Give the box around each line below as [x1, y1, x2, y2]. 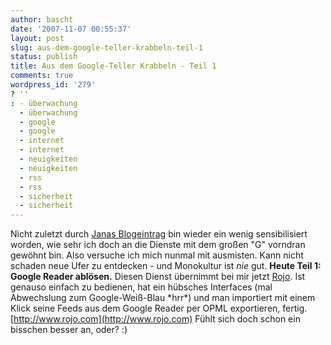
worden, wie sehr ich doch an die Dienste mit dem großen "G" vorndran [10, 239, 306, 251]
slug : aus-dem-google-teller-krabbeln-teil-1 [10, 42, 203, 53]
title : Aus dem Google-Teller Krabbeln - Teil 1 [10, 61, 217, 71]
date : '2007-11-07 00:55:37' [10, 24, 132, 34]
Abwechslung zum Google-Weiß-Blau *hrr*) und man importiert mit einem [10, 292, 316, 304]
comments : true [10, 71, 74, 81]
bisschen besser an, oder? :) [10, 324, 128, 336]
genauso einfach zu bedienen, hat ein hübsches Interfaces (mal [10, 281, 273, 293]
